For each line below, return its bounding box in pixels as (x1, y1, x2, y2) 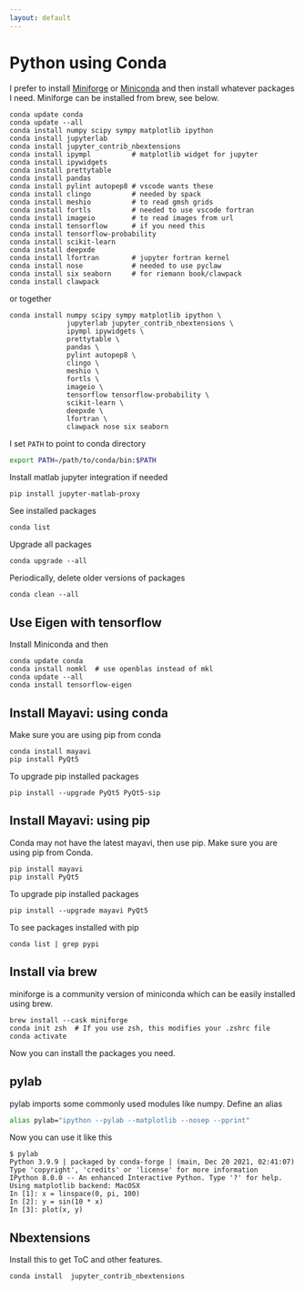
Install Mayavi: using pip (9, 813, 151, 829)
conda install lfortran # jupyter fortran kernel (9, 253, 230, 262)
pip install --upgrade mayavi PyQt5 (9, 906, 148, 915)
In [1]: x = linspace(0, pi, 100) (9, 1189, 141, 1199)
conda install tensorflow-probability (9, 229, 157, 238)
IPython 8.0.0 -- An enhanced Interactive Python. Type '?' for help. (9, 1174, 283, 1183)
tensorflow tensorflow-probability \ (66, 390, 209, 399)
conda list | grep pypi (9, 939, 100, 949)
